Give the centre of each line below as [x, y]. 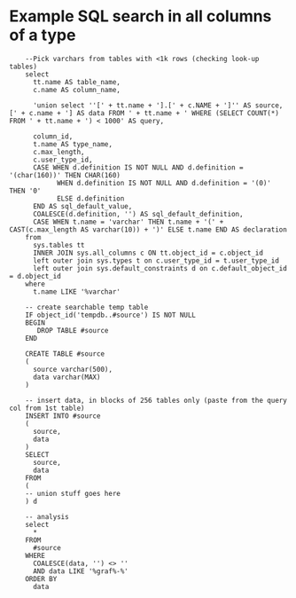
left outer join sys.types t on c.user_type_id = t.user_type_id [156, 260]
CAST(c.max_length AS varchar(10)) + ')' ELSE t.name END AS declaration [148, 229]
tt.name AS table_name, [77, 82]
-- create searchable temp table [87, 307]
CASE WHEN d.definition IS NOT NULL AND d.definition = [138, 167]
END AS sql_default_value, [82, 206]
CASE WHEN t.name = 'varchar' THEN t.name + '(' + [128, 222]
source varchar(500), [73, 369]
